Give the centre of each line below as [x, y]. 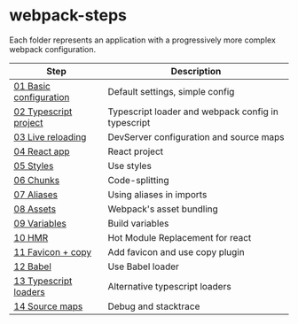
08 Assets [35, 209]
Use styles [130, 166]
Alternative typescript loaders [170, 286]
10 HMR [31, 237]
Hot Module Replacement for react [180, 237]
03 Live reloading [50, 136]
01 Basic [32, 86]
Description [196, 71]
